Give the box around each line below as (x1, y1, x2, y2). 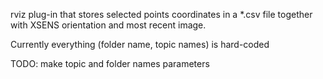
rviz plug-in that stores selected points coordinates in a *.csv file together (10, 9, 313, 20)
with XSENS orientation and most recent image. (10, 19, 207, 31)
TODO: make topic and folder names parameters (10, 58, 210, 69)
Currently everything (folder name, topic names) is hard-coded (10, 39, 270, 50)
